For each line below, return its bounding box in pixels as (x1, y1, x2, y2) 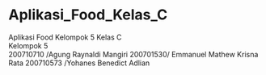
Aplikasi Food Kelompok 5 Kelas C (8, 32, 122, 42)
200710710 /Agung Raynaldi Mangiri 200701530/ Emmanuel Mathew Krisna (8, 49, 259, 59)
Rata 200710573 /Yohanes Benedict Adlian (8, 58, 150, 68)
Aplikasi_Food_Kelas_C (8, 6, 168, 24)
